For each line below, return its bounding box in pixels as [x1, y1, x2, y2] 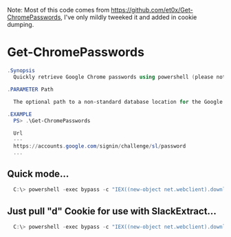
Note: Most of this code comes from [7, 6, 110, 14]
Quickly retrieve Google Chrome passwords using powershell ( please [13, 74, 214, 80]
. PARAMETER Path [7, 86, 54, 93]
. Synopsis [7, 67, 36, 74]
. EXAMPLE [7, 111, 32, 118]
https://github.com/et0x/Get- [111, 6, 194, 14]
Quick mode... [7, 168, 69, 179]
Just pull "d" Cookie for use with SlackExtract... [7, 205, 217, 217]
